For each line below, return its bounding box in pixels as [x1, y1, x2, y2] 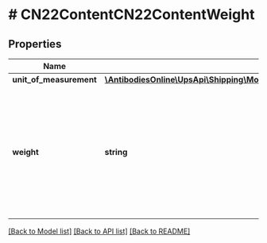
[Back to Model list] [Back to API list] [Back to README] [8, 226, 191, 236]
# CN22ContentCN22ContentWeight [8, 6, 255, 24]
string [104, 147, 128, 157]
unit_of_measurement [12, 74, 97, 85]
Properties [8, 37, 62, 51]
